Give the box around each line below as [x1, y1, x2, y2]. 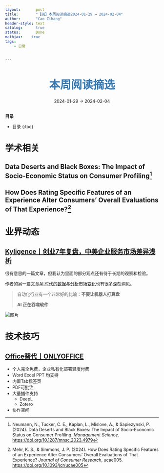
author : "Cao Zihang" [5, 16, 62, 21]
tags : [5, 39, 16, 44]
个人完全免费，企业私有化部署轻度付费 [12, 366, 89, 372]
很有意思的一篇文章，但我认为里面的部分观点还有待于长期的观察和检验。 [5, 270, 150, 276]
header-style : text [5, 21, 45, 26]
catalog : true [5, 25, 45, 30]
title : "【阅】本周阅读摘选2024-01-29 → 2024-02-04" [5, 12, 123, 17]
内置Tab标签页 [12, 378, 41, 384]
